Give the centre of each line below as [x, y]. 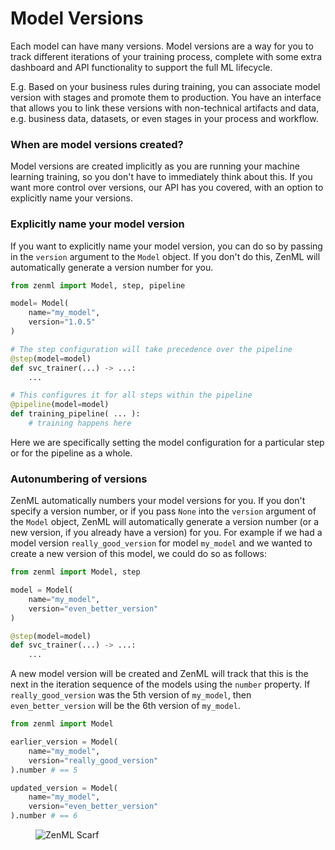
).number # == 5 [44, 770]
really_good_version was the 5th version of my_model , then [131, 695]
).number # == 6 [44, 816]
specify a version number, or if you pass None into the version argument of [163, 511]
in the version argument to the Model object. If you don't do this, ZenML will [165, 256]
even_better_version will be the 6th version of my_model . [125, 706]
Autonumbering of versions [79, 479]
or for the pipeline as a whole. [71, 453]
